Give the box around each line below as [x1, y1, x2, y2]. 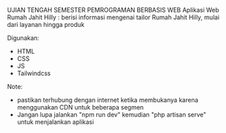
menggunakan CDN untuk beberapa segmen [16, 103, 144, 111]
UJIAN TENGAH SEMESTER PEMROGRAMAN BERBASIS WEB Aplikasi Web [7, 6, 220, 14]
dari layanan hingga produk [7, 21, 84, 28]
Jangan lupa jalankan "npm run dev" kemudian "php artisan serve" [16, 110, 207, 119]
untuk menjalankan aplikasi [16, 118, 94, 126]
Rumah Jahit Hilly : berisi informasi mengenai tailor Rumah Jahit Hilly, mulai [7, 13, 220, 21]
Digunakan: [7, 34, 40, 42]
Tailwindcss [16, 69, 51, 77]
